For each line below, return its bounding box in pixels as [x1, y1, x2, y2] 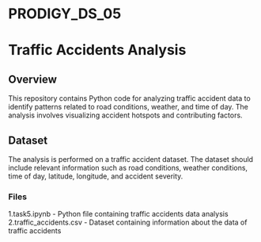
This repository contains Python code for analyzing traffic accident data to [8, 94, 251, 103]
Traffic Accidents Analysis [8, 41, 187, 60]
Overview [8, 72, 58, 86]
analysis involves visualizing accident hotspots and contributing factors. [8, 110, 243, 120]
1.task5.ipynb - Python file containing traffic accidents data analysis [8, 209, 229, 219]
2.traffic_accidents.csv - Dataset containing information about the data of [8, 217, 248, 227]
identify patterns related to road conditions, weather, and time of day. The [8, 102, 249, 112]
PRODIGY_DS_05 [8, 5, 122, 23]
